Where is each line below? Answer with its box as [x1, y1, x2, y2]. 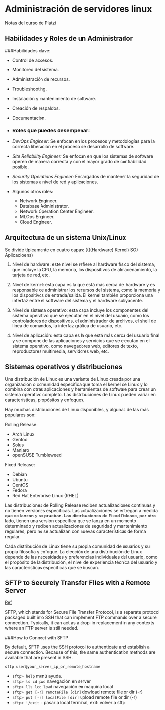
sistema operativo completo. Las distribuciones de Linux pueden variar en [5, 391, 156, 397]
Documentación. [12, 115, 46, 121]
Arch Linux [12, 431, 35, 437]
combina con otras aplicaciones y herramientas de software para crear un [5, 386, 156, 392]
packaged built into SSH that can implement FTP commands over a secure [5, 614, 157, 621]
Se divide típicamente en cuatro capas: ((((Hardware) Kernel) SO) [5, 247, 138, 253]
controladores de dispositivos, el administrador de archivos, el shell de [12, 318, 157, 323]
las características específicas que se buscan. [5, 564, 100, 570]
